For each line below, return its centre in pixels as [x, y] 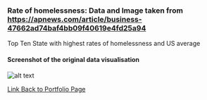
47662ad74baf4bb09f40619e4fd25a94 [77, 28]
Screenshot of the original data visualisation [73, 59]
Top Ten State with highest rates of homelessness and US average [104, 44]
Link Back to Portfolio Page [46, 89]
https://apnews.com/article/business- [75, 19]
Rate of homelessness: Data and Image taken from [95, 11]
